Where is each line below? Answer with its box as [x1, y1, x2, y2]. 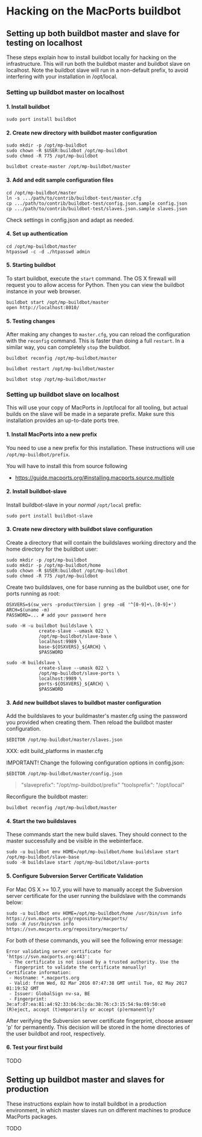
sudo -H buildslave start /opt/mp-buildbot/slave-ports [6, 859, 150, 866]
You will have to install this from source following [6, 462, 128, 469]
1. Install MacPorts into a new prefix [6, 431, 98, 438]
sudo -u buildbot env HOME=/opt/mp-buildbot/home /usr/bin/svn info [6, 910, 182, 916]
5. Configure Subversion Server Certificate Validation [6, 873, 144, 880]
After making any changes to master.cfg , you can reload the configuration [6, 331, 191, 338]
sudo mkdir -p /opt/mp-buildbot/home [6, 563, 101, 569]
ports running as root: [6, 590, 60, 597]
